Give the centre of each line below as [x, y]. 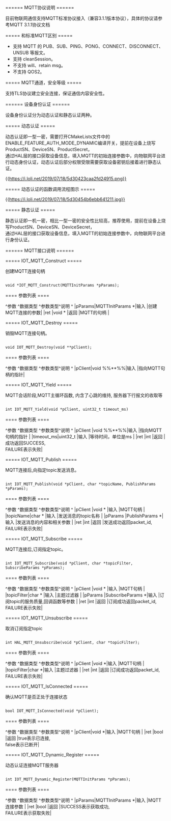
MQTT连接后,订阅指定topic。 [36, 549]
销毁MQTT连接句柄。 [27, 333]
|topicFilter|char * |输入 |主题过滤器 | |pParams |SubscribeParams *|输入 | [83, 595]
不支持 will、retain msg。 [39, 65]
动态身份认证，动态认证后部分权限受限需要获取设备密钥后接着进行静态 [83, 162]
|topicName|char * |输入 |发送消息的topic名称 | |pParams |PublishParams [82, 516]
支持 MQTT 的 [27, 46]
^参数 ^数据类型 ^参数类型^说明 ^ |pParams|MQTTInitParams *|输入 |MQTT [83, 800]
